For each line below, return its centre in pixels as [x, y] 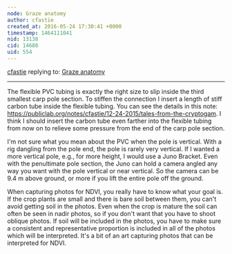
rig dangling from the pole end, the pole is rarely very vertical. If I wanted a [113, 148]
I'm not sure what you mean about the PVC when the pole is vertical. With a [115, 141]
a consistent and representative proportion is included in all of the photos [112, 228]
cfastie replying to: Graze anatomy [56, 71]
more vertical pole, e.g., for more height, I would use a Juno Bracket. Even [113, 156]
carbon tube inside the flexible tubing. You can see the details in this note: [113, 106]
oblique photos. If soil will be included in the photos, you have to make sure [114, 221]
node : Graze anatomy [37, 13]
